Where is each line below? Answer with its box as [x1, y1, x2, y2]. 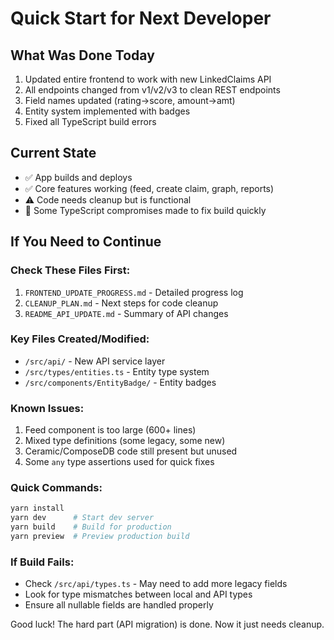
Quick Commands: [10, 481, 103, 495]
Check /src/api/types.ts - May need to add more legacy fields [24, 578, 288, 590]
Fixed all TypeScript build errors [24, 116, 157, 127]
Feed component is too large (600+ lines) [24, 424, 197, 436]
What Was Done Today [10, 47, 155, 64]
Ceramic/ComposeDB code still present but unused [24, 445, 238, 457]
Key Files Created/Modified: [10, 332, 150, 346]
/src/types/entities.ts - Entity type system [24, 365, 210, 377]
